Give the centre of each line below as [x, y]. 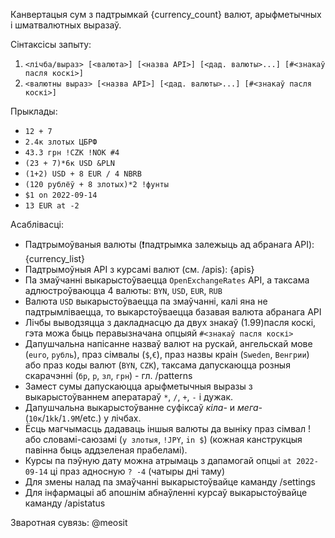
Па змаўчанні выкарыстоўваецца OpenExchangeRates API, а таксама [167, 280]
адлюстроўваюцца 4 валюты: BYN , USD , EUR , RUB [123, 290]
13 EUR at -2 [52, 206]
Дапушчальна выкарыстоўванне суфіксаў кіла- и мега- [143, 407]
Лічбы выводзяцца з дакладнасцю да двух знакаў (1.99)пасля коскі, [170, 322]
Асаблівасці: [37, 224]
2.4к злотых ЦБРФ [61, 142]
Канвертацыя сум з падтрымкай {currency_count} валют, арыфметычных [166, 14]
